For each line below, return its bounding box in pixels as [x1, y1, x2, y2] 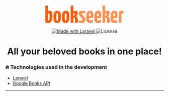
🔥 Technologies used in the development [5, 63, 107, 70]
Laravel [12, 75, 28, 81]
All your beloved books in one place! [7, 46, 162, 57]
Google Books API [12, 80, 50, 86]
